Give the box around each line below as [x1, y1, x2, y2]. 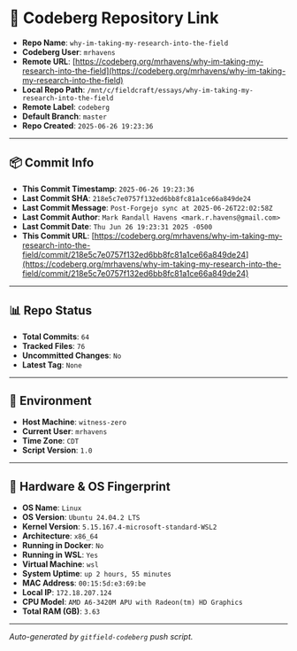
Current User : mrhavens [21, 426, 108, 437]
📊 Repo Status [9, 303, 93, 318]
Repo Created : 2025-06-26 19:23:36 [21, 120, 154, 131]
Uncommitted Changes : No [21, 350, 122, 360]
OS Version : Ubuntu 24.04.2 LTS [21, 512, 141, 523]
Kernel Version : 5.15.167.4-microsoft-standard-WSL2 [21, 522, 217, 532]
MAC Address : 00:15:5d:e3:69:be [21, 577, 147, 588]
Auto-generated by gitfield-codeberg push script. [9, 632, 194, 642]
